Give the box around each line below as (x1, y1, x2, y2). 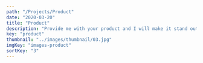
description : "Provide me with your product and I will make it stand (6, 25, 188, 32)
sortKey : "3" (6, 48, 39, 54)
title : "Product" (6, 20, 50, 26)
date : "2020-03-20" (6, 14, 56, 20)
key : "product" (6, 31, 45, 37)
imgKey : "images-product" (6, 43, 71, 49)
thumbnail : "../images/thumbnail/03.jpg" (6, 37, 112, 43)
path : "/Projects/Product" (6, 8, 74, 15)
